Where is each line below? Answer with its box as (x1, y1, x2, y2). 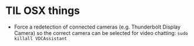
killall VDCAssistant (14, 36, 67, 41)
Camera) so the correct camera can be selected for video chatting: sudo (14, 29, 189, 36)
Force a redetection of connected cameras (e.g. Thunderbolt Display (14, 23, 180, 30)
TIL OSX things (5, 4, 81, 17)
